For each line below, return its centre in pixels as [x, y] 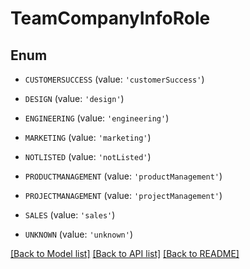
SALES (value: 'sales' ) [70, 215]
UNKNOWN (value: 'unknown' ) [78, 234]
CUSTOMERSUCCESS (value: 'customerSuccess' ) [114, 79]
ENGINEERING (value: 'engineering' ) [97, 118]
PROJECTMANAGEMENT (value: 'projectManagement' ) [123, 195]
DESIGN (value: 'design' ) [74, 98]
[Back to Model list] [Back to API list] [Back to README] [125, 253]
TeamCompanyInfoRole [110, 18]
